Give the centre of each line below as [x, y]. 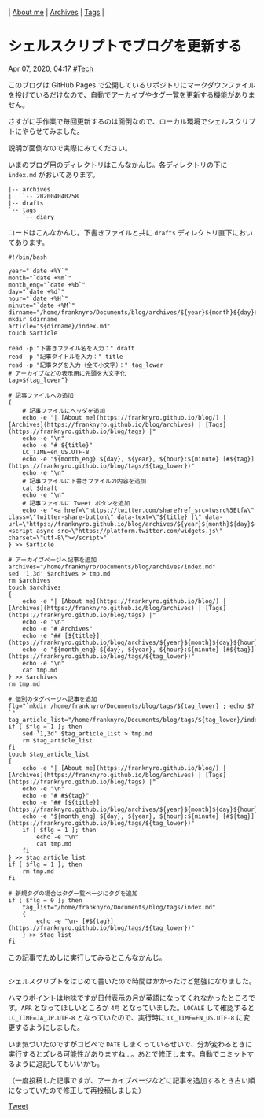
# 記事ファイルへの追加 [41, 395]
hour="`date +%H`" [38, 298]
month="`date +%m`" [40, 278]
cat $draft [40, 488]
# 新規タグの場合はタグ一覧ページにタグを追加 [73, 894]
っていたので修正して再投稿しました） [83, 1090]
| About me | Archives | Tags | [56, 12]
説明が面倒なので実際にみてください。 [70, 148]
